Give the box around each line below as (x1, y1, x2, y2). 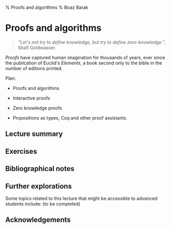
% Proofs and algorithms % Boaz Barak (5, 5, 88, 10)
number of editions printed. (5, 65, 63, 71)
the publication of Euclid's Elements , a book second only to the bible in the (5, 60, 162, 66)
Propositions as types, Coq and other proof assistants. (12, 114, 128, 121)
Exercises (5, 147, 37, 155)
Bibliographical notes (5, 165, 75, 173)
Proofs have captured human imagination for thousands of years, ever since (5, 54, 165, 60)
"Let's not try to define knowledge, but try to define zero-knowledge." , (17, 39, 166, 45)
